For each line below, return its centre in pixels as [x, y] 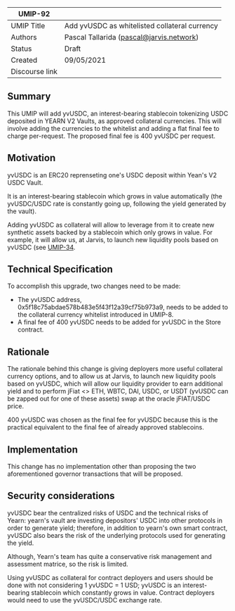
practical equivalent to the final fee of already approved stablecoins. [106, 427]
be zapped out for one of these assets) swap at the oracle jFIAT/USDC [109, 399]
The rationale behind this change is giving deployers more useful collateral [115, 369]
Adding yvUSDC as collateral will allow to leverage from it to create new [111, 225]
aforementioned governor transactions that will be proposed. [95, 474]
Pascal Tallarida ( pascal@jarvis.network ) [132, 37]
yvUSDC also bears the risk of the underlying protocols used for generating [116, 535]
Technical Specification [60, 269]
